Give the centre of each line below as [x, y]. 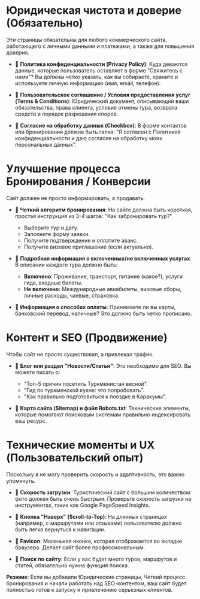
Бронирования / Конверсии [78, 182]
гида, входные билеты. [53, 283]
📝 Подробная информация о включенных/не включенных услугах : [103, 258]
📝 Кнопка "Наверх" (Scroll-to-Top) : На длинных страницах [91, 516]
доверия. [18, 52]
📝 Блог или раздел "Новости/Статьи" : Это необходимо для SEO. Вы [103, 365]
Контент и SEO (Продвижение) [87, 338]
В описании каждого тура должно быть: [66, 265]
